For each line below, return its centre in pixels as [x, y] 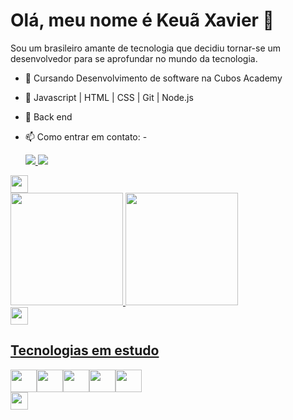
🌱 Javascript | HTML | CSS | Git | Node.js [109, 97]
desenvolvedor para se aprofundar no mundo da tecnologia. [134, 58]
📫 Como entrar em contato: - [86, 136]
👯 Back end [48, 116]
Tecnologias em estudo [85, 350]
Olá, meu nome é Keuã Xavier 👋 [142, 20]
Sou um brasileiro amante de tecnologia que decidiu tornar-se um [146, 48]
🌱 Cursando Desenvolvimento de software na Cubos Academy [153, 78]
